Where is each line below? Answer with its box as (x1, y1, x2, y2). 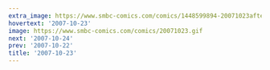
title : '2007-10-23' (8, 49, 78, 57)
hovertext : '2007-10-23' (8, 19, 92, 27)
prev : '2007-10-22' (8, 42, 74, 50)
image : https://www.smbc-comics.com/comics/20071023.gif (8, 27, 203, 35)
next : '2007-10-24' (8, 34, 74, 43)
